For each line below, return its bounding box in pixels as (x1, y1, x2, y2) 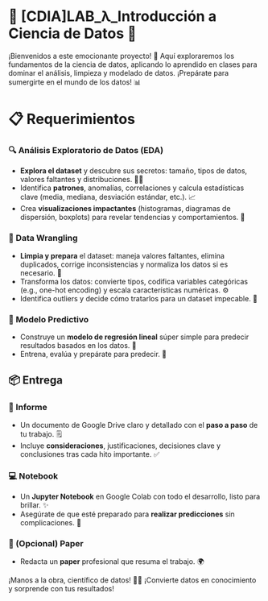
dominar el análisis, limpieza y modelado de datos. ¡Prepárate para (8, 68, 229, 77)
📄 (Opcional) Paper (8, 537, 84, 549)
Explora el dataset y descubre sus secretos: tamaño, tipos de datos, (19, 166, 248, 176)
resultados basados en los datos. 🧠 (19, 341, 137, 350)
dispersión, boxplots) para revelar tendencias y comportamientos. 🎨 (19, 213, 245, 222)
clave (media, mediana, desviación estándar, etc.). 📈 (19, 193, 196, 202)
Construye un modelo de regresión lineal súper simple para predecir (19, 332, 249, 342)
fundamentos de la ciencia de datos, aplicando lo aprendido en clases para (8, 60, 258, 69)
